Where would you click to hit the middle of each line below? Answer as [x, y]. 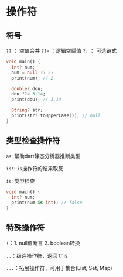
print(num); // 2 [33, 78]
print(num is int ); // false [47, 203]
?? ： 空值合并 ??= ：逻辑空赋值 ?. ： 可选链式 [61, 51]
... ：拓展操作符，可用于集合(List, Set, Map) [59, 268]
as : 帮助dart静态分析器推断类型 [43, 156]
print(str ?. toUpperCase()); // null [56, 115]
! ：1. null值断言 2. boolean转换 [43, 243]
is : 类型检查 [20, 181]
